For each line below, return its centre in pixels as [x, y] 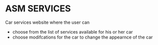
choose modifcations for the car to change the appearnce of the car [82, 37]
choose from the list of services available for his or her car [73, 32]
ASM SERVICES [38, 9]
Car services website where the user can [47, 22]
